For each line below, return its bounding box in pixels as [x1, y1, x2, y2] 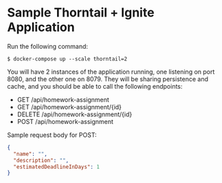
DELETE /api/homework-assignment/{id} [16, 110, 133, 118]
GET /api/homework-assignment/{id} [16, 103, 122, 111]
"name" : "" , [13, 150, 48, 158]
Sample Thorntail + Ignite [7, 5, 155, 21]
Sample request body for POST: [7, 131, 98, 139]
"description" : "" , [13, 157, 69, 164]
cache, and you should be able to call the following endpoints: [7, 82, 183, 90]
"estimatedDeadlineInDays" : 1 [13, 163, 100, 170]
